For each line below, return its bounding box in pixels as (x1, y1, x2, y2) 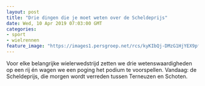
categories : (6, 26, 37, 32)
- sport (6, 32, 26, 38)
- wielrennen (6, 37, 40, 43)
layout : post (6, 9, 40, 15)
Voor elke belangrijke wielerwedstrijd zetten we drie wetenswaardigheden (6, 59, 192, 67)
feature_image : (6, 43, 45, 49)
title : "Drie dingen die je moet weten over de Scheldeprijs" (6, 15, 168, 21)
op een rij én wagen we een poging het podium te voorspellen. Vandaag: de (6, 66, 197, 73)
